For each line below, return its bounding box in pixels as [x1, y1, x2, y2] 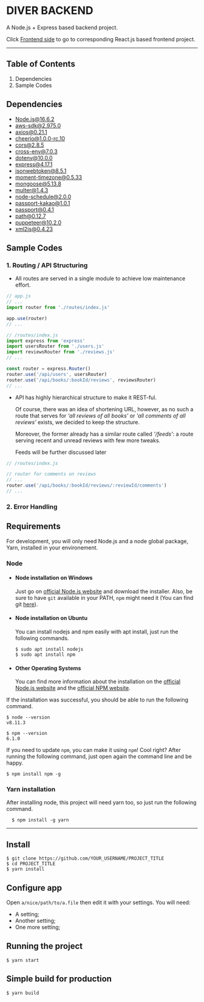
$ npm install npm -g [6, 771, 61, 778]
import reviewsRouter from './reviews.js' [6, 349, 115, 355]
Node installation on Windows [15, 574, 93, 582]
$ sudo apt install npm [15, 652, 76, 658]
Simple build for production [6, 974, 112, 984]
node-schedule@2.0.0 [15, 193, 72, 200]
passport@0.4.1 [15, 206, 55, 213]
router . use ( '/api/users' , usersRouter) [6, 371, 107, 377]
